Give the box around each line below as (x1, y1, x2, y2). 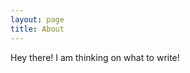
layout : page (10, 14, 65, 25)
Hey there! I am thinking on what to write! (10, 51, 180, 63)
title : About (10, 24, 65, 34)
